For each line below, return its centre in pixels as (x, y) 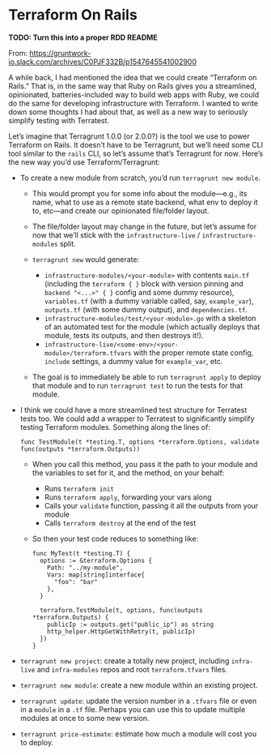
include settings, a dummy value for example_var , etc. (133, 361)
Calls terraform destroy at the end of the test (120, 523)
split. (68, 243)
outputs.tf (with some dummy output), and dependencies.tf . (146, 309)
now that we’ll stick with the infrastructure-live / (116, 235)
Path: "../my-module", (85, 568)
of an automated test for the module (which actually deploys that (152, 327)
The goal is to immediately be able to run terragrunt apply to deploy (146, 377)
